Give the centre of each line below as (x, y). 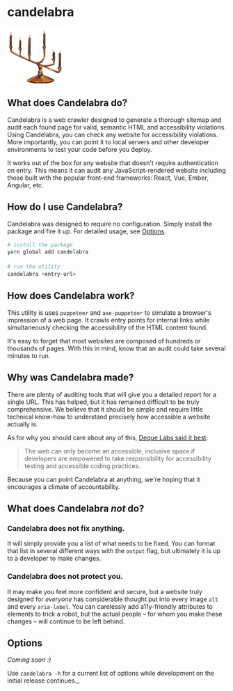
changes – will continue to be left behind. (66, 621)
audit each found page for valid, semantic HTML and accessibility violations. (116, 127)
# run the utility (34, 267)
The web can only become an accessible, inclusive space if (110, 451)
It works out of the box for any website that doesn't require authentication (113, 163)
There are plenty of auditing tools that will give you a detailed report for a (112, 394)
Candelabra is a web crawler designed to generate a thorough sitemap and (114, 120)
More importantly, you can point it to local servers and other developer (109, 142)
